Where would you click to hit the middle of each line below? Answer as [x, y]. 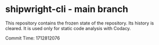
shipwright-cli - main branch [67, 9]
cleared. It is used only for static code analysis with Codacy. [68, 28]
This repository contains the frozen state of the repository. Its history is [80, 23]
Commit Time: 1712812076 [33, 38]
